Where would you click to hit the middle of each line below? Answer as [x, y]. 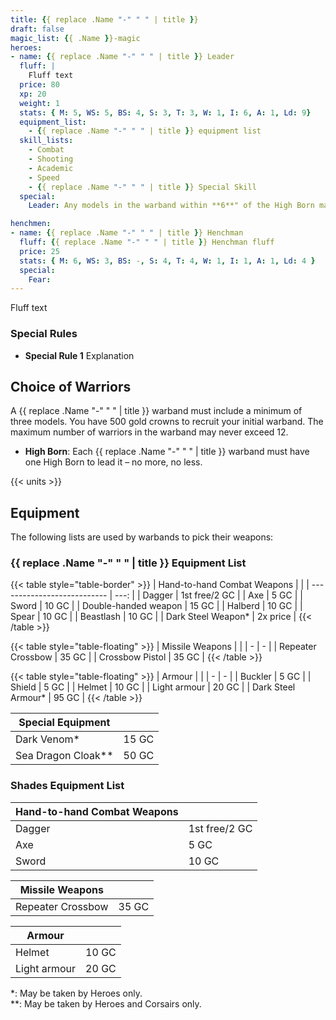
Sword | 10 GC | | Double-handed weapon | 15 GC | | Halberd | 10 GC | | [156, 606]
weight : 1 [39, 103]
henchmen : [31, 224]
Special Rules [44, 334]
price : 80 [39, 85]
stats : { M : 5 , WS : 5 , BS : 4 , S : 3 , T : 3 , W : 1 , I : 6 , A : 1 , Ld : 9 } [165, 112]
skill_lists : [46, 141]
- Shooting [51, 159]
